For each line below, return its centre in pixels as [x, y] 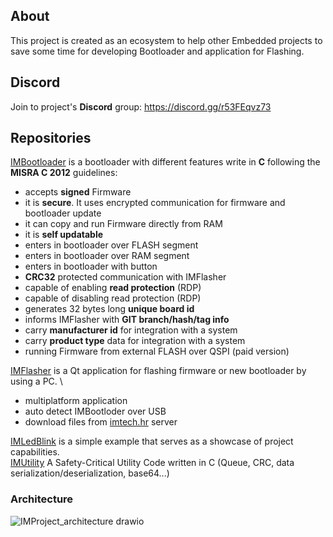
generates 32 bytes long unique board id [109, 309]
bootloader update [63, 213]
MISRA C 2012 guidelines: [64, 173]
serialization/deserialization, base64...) [90, 473]
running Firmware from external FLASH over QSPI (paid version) [157, 351]
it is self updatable [64, 235]
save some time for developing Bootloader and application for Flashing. [157, 51]
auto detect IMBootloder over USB [95, 411]
